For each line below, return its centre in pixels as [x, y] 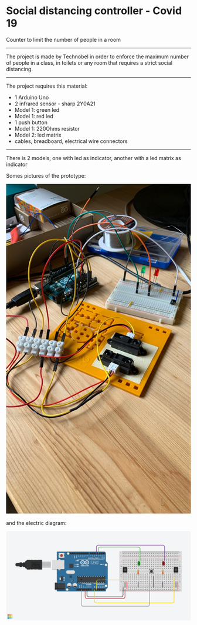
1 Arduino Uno [32, 97]
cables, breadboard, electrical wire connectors [71, 141]
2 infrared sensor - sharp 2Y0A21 [55, 104]
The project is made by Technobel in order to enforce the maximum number [98, 56]
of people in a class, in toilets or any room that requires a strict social [89, 62]
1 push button [31, 122]
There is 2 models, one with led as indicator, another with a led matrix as [94, 158]
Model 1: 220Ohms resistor [47, 128]
